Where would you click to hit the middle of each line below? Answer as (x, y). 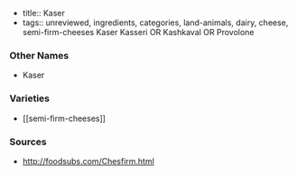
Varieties (29, 98)
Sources (28, 142)
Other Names (39, 55)
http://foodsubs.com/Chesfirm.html (88, 161)
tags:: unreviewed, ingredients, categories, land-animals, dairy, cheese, (155, 23)
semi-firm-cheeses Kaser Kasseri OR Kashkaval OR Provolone (138, 32)
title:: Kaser (43, 13)
